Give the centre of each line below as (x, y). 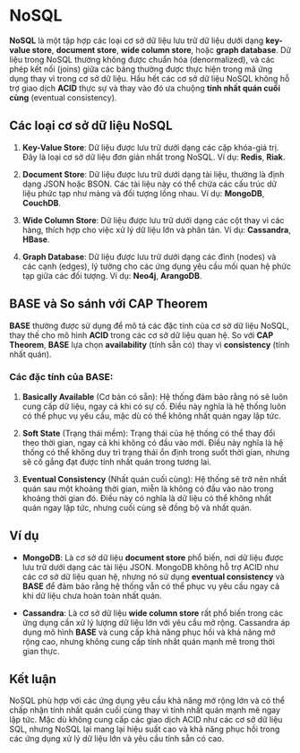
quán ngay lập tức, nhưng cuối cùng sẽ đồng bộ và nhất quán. (137, 507)
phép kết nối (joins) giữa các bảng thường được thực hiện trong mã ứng (141, 69)
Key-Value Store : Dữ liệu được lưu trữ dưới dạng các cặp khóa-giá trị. (150, 147)
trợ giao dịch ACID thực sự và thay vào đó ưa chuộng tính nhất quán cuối (145, 88)
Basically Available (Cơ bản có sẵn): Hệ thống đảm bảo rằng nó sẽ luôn (155, 396)
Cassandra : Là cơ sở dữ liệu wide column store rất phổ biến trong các (153, 613)
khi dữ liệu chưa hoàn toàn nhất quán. (92, 595)
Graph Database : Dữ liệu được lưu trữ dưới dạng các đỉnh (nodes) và (149, 256)
